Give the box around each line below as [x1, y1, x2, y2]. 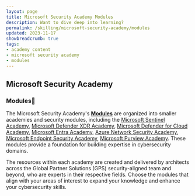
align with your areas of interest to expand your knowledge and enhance [6, 177, 180, 184]
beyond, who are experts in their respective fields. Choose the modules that [6, 171, 189, 178]
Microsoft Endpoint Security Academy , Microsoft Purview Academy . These [6, 135, 186, 142]
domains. [6, 147, 29, 154]
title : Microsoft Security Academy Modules [6, 14, 114, 20]
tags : [6, 42, 19, 47]
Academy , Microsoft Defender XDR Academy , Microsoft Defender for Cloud [6, 122, 188, 129]
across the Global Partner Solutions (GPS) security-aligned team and [6, 165, 172, 172]
